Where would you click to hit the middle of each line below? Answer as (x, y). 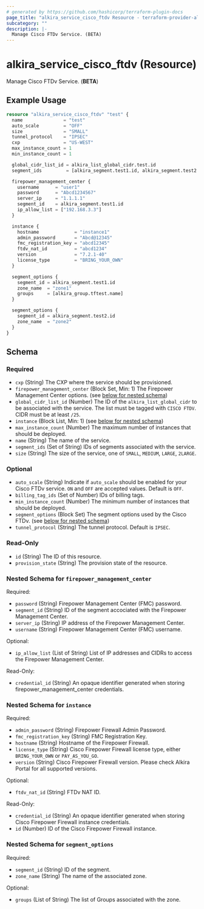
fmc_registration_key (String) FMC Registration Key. (81, 737)
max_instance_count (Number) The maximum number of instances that (103, 427)
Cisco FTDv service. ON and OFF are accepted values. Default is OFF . (99, 489)
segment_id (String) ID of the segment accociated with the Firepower (100, 610)
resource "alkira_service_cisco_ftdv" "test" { (68, 114)
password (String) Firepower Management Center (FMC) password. (98, 604)
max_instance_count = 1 (42, 148)
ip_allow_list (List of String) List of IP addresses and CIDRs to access (104, 653)
